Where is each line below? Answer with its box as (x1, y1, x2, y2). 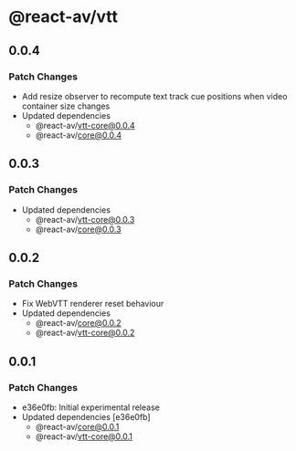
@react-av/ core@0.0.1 (35, 421, 120, 432)
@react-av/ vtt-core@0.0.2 (35, 327, 135, 339)
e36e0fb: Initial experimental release (21, 402, 161, 413)
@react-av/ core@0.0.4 (35, 130, 122, 141)
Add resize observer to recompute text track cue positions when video (21, 90, 288, 101)
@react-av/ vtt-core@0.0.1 (35, 431, 133, 442)
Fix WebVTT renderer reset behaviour (21, 299, 164, 309)
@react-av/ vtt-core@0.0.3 (35, 214, 135, 225)
